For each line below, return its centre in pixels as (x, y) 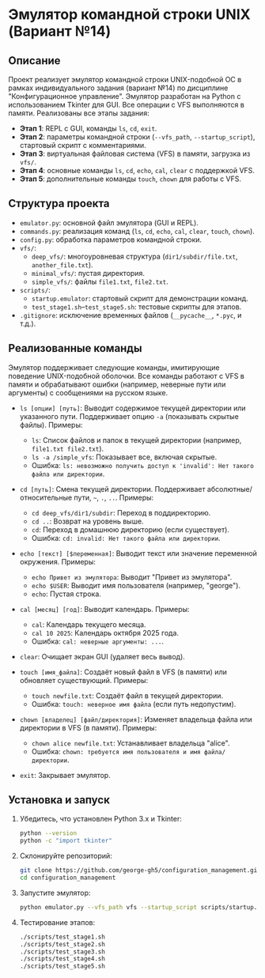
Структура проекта (59, 204)
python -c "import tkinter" (66, 841)
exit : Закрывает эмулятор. (65, 775)
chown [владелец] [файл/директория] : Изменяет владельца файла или (136, 719)
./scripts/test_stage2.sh (62, 944)
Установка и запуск (59, 800)
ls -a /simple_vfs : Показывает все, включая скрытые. (124, 457)
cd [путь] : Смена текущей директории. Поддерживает (112, 489)
